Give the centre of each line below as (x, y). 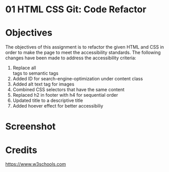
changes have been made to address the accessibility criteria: (71, 58)
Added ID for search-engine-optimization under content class (78, 79)
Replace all (24, 68)
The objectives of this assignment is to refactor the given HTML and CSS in (85, 47)
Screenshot (30, 127)
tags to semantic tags (36, 73)
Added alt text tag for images (44, 84)
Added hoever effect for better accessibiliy (58, 106)
